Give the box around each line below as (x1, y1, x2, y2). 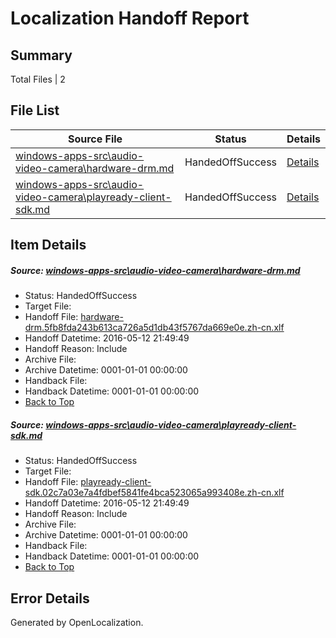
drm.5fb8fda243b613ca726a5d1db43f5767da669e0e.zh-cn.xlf (24, 322, 285, 334)
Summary (10, 47, 73, 64)
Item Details (10, 237, 87, 254)
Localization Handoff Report (10, 7, 250, 30)
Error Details (10, 590, 90, 607)
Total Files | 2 (10, 73, 66, 85)
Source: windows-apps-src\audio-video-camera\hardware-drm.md (10, 264, 301, 276)
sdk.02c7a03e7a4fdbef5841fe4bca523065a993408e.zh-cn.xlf (24, 487, 285, 499)
